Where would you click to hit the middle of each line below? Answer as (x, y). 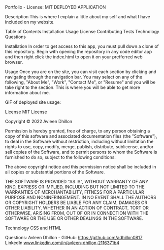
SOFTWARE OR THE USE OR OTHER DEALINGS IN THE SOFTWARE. (74, 218)
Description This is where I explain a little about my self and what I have (78, 17)
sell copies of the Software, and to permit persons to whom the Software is (81, 152)
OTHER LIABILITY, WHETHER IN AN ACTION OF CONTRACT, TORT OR (77, 208)
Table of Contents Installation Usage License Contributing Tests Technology (82, 31)
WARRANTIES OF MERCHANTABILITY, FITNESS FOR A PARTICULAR (75, 192)
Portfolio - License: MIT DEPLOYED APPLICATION (56, 7)
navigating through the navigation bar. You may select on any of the (74, 77)
